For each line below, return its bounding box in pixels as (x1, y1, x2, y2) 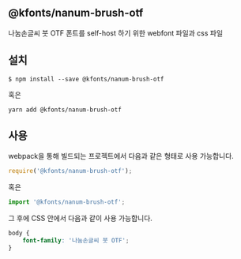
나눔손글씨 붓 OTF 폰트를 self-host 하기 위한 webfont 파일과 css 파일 (8, 28, 224, 38)
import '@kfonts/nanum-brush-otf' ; (8, 198, 126, 206)
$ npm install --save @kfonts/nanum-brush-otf (8, 75, 164, 83)
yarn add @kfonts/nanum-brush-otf (8, 106, 122, 114)
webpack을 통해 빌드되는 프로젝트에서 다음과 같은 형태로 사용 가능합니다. (8, 152, 235, 161)
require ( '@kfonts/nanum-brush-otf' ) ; (8, 167, 133, 175)
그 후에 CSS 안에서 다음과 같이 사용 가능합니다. (8, 213, 153, 223)
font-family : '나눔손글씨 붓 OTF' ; (22, 237, 130, 245)
